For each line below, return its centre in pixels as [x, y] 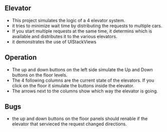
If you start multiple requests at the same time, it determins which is [82, 31]
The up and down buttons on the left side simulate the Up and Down [82, 69]
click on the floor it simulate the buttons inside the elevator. [73, 85]
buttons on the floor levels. [40, 75]
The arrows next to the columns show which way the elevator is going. [85, 91]
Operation [21, 57]
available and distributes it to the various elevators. [64, 36]
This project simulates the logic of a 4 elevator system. [69, 20]
